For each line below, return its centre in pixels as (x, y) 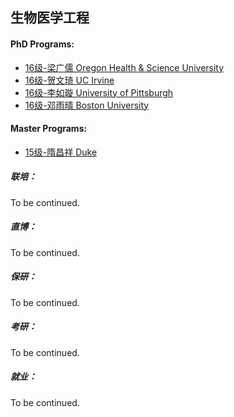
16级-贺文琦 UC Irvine (69, 80)
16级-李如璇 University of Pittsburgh (99, 92)
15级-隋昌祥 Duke (61, 152)
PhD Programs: (42, 44)
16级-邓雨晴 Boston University (87, 105)
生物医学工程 (50, 18)
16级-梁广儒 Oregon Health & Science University (124, 67)
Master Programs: (49, 129)
